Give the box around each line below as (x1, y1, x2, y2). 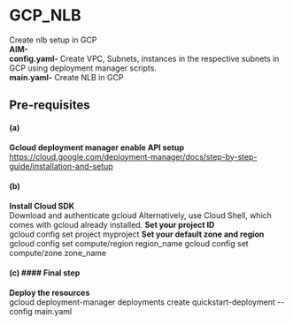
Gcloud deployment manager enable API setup (9, 142, 184, 153)
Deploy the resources (9, 287, 90, 298)
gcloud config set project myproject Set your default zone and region (9, 229, 265, 239)
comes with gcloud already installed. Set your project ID (9, 219, 215, 230)
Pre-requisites (9, 98, 90, 113)
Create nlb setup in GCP (9, 34, 97, 45)
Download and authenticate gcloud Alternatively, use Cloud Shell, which (9, 209, 273, 221)
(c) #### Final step (9, 268, 81, 278)
